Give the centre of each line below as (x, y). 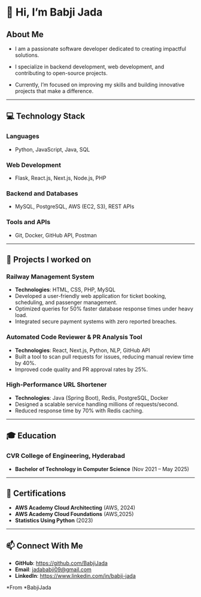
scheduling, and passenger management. (66, 303)
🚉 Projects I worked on (49, 259)
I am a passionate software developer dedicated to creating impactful (100, 49)
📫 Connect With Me (45, 546)
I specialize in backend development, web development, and (89, 67)
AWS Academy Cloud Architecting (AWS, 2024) (75, 508)
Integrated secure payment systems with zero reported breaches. (96, 322)
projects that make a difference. (54, 91)
